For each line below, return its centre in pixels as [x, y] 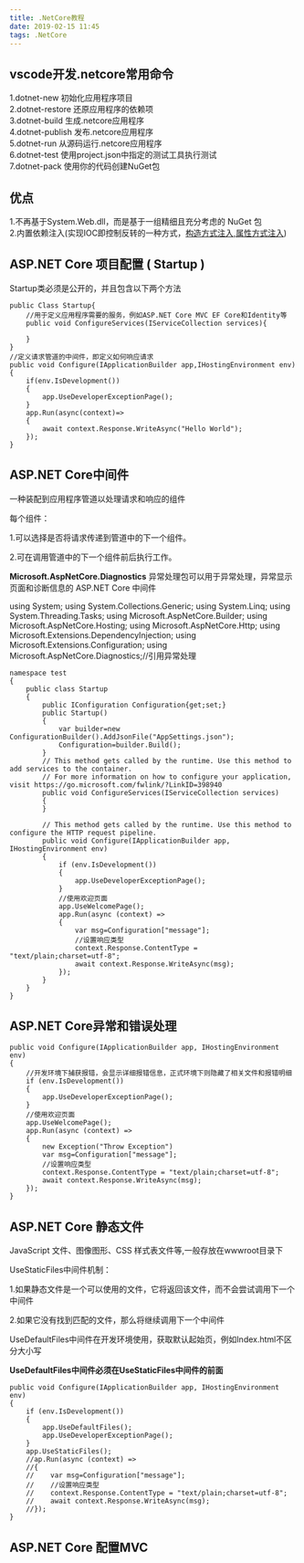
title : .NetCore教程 [47, 18]
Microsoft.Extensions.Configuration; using [89, 645]
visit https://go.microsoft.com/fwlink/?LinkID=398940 [116, 785]
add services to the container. [71, 769]
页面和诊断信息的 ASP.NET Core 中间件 [83, 587]
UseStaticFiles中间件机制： [61, 1270]
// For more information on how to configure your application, [167, 777]
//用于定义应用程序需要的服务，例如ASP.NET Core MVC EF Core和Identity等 [157, 315]
